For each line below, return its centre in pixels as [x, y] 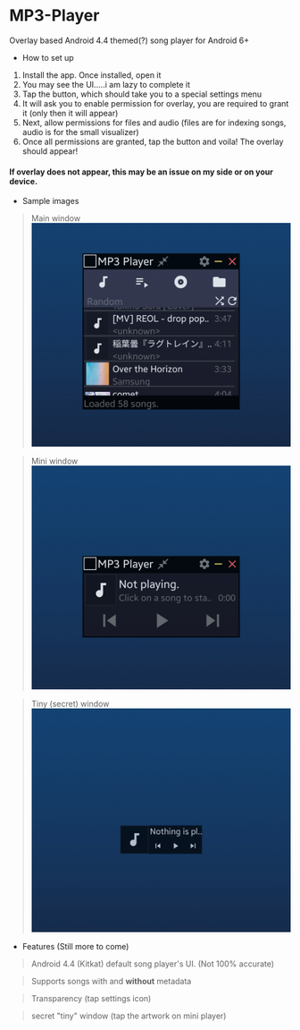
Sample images [50, 201]
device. [24, 181]
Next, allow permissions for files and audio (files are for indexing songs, [154, 123]
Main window [56, 218]
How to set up [48, 57]
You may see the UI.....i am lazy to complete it [106, 84]
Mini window [54, 461]
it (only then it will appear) [70, 113]
